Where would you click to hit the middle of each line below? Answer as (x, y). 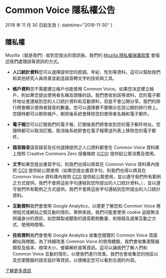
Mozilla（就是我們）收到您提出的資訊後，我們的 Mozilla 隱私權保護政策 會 (80, 55)
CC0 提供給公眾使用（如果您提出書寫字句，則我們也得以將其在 (82, 170)
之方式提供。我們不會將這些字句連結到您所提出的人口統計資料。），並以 (84, 183)
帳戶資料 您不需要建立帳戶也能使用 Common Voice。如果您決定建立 (81, 89)
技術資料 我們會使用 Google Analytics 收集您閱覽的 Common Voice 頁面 (85, 235)
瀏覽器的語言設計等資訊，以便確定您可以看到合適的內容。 (80, 260)
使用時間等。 (34, 224)
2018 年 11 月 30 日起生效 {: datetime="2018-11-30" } (59, 25)
